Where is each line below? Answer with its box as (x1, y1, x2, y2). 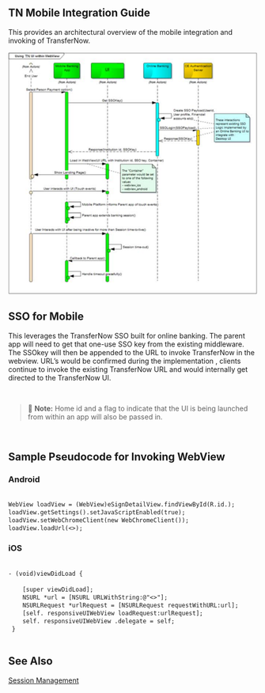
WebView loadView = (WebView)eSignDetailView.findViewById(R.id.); (8, 501, 236, 509)
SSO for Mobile (8, 310, 85, 324)
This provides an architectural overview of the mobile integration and (8, 27, 233, 36)
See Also (8, 654, 53, 668)
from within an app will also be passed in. (27, 411, 163, 422)
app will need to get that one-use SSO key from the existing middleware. (8, 339, 245, 349)
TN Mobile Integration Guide (8, 6, 150, 20)
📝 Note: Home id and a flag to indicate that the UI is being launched (27, 403, 248, 413)
